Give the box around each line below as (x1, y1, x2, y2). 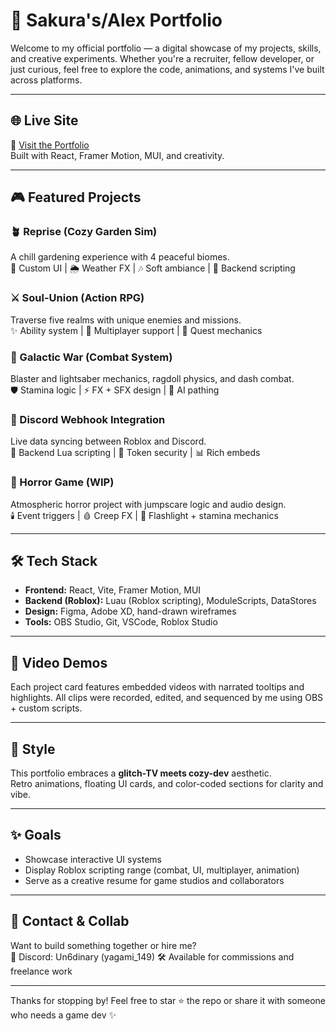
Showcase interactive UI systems (24, 853, 162, 865)
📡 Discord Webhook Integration (10, 412, 166, 426)
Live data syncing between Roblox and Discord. (10, 435, 207, 448)
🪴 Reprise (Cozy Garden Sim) (10, 225, 158, 239)
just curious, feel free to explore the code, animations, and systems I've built (10, 63, 325, 75)
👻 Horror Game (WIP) (10, 475, 115, 489)
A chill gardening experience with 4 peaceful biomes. (10, 251, 230, 263)
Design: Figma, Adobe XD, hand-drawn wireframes (24, 605, 237, 618)
